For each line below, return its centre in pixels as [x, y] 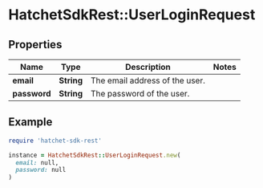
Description [148, 67]
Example [30, 122]
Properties [35, 45]
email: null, [37, 162]
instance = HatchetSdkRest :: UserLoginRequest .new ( [95, 155]
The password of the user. [140, 94]
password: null [41, 170]
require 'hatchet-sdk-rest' [55, 141]
